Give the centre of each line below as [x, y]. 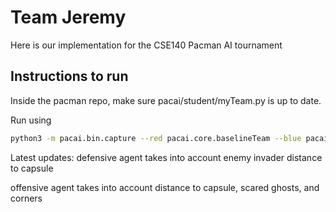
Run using [31, 120]
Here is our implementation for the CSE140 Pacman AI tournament [146, 45]
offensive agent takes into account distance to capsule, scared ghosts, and [165, 187]
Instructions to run [69, 76]
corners [26, 198]
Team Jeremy [68, 17]
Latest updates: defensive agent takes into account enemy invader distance [166, 157]
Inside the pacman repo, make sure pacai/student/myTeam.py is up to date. [166, 100]
